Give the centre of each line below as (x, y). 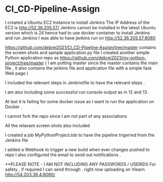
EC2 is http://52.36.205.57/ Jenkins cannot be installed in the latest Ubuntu (80, 27)
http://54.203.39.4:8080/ (30, 174)
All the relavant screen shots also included (47, 126)
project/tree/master (25, 63)
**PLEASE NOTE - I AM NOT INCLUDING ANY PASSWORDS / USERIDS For (81, 164)
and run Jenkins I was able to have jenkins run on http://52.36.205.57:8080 (80, 38)
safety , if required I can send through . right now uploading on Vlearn (75, 169)
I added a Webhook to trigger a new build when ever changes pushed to (77, 149)
